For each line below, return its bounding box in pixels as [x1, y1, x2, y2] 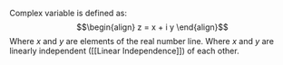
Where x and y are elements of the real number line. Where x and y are [9, 36, 275, 46]
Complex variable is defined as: [9, 8, 127, 18]
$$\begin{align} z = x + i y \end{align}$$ [76, 22, 229, 32]
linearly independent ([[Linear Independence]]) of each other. [9, 45, 239, 56]
